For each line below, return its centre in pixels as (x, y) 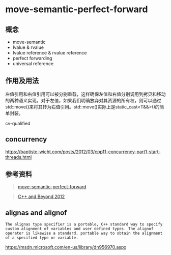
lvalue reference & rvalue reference (50, 53)
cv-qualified (18, 123)
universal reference (33, 64)
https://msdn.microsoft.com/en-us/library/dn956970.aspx (66, 247)
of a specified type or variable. (42, 238)
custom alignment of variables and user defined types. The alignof (79, 229)
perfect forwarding (32, 58)
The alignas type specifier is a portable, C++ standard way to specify (84, 224)
